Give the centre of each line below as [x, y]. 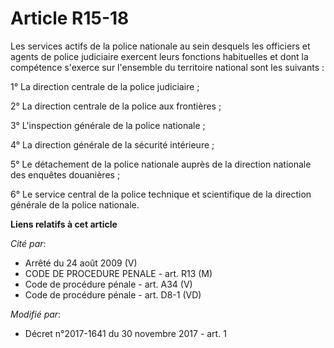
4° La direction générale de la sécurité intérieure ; [112, 144]
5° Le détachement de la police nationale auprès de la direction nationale [161, 164]
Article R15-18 [70, 18]
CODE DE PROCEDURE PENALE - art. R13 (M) [118, 273]
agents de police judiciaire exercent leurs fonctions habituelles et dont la [159, 56]
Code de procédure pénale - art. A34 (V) [108, 284]
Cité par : [28, 243]
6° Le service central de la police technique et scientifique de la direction [161, 194]
